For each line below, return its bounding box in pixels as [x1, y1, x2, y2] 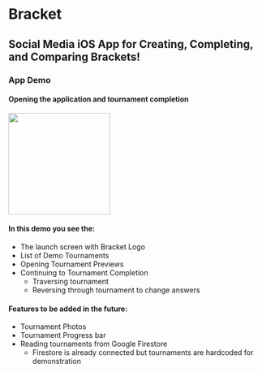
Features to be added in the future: [8, 304, 128, 314]
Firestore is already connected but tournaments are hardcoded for [32, 348, 254, 357]
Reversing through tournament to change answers [32, 285, 200, 295]
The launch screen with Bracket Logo [19, 241, 146, 252]
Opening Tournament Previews [19, 259, 124, 269]
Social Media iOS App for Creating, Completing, [8, 37, 254, 51]
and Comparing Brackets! [8, 50, 140, 63]
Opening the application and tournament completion [8, 94, 189, 104]
